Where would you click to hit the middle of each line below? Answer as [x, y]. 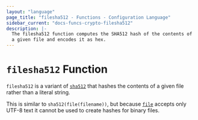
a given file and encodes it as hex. [59, 40]
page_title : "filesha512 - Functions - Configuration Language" [88, 17]
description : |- [26, 28]
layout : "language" [31, 12]
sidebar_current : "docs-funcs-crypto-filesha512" [70, 23]
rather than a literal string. [38, 92]
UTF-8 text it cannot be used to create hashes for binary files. [83, 110]
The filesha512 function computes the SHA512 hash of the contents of [102, 34]
